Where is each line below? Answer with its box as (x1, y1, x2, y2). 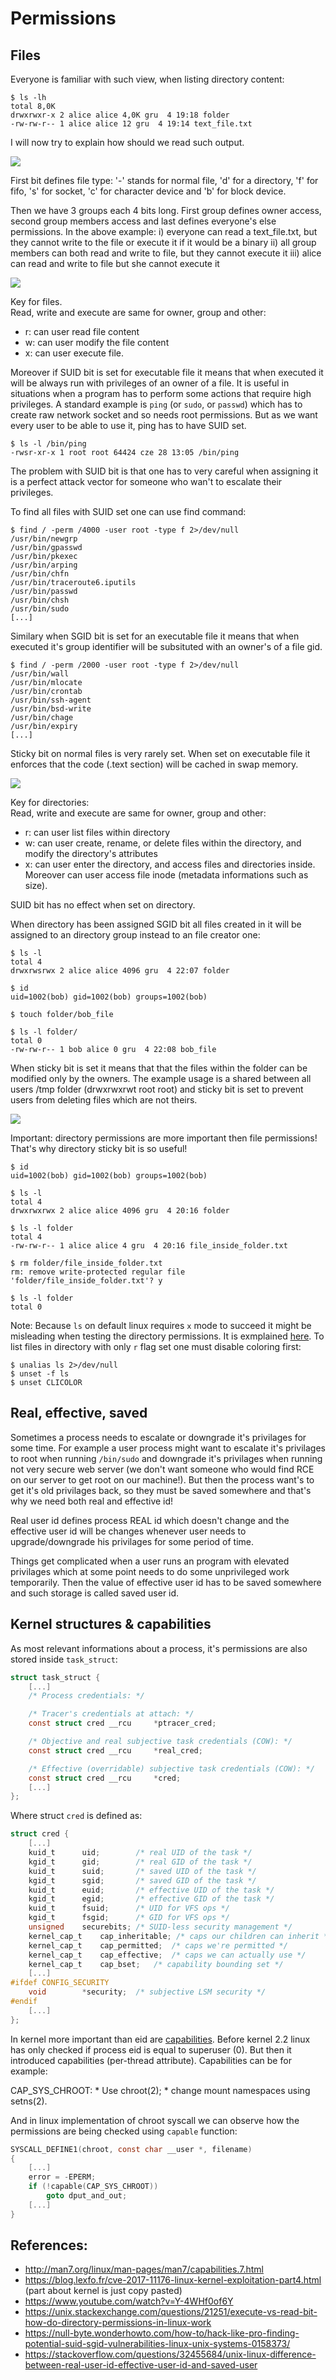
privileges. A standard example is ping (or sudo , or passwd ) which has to (10, 398, 303, 410)
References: (10, 2237, 88, 2254)
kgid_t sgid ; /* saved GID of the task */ (28, 1875, 257, 1886)
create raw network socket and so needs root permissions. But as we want (10, 409, 318, 421)
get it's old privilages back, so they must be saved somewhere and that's (10, 1484, 312, 1496)
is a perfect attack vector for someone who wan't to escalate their (10, 476, 283, 487)
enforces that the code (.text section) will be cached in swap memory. (10, 758, 299, 770)
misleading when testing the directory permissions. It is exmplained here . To (10, 1330, 325, 1342)
